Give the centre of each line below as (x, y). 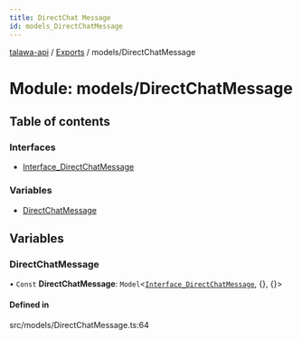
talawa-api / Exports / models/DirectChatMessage (103, 52)
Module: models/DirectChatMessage (151, 88)
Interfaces (33, 147)
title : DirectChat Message (60, 18)
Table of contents (60, 122)
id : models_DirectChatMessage (66, 26)
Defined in (29, 305)
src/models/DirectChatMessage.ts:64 (79, 325)
